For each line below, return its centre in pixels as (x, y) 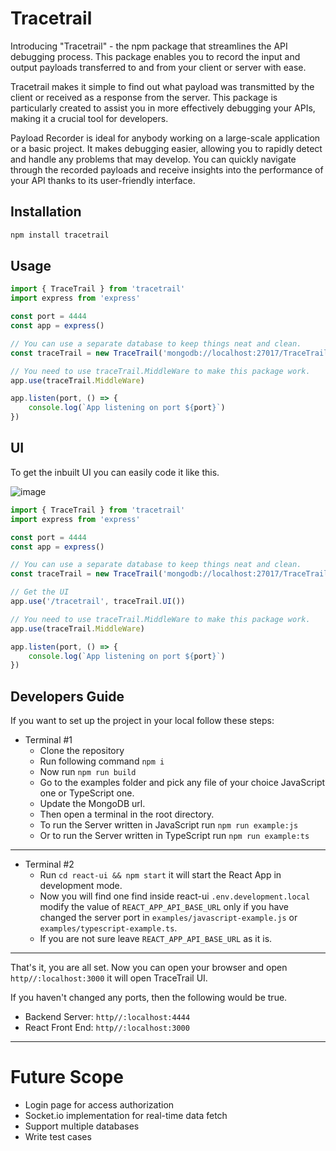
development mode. (81, 886)
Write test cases (58, 1136)
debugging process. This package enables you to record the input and (155, 56)
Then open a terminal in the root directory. (127, 814)
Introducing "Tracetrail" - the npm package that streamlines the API (149, 46)
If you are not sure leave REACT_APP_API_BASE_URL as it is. (156, 939)
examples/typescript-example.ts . (108, 928)
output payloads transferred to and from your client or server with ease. (158, 67)
